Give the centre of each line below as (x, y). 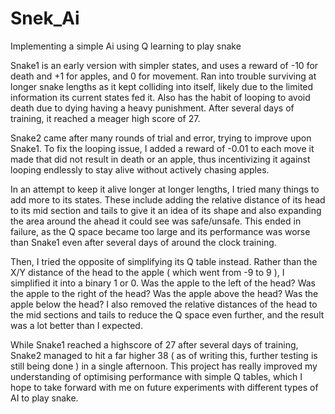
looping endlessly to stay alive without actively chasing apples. (140, 169)
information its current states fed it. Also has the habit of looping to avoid (160, 97)
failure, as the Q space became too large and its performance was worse (160, 231)
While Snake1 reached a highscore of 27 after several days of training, (154, 344)
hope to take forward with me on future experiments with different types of (164, 387)
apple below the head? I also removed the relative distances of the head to (164, 304)
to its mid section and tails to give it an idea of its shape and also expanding (166, 210)
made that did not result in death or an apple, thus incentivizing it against (160, 159)
